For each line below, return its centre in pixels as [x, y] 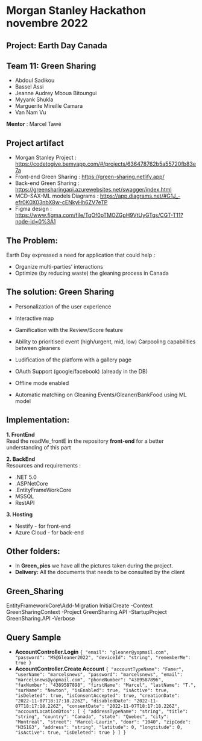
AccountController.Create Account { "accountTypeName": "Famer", [99, 669]
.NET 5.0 [26, 477]
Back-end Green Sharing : [47, 183]
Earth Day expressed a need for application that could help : [81, 255]
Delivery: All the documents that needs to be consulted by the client [100, 572]
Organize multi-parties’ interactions [59, 267]
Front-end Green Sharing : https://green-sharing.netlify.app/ [90, 177]
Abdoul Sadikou [35, 80]
